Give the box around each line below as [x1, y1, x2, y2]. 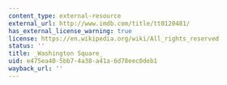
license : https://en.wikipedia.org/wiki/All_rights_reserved [8, 34, 220, 43]
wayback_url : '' [8, 65, 63, 73]
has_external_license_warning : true [8, 27, 132, 35]
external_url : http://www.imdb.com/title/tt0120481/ [8, 19, 191, 28]
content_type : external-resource [8, 11, 122, 20]
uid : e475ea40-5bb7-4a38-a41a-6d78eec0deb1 [8, 57, 158, 66]
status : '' [8, 42, 45, 50]
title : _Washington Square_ [8, 49, 104, 57]
